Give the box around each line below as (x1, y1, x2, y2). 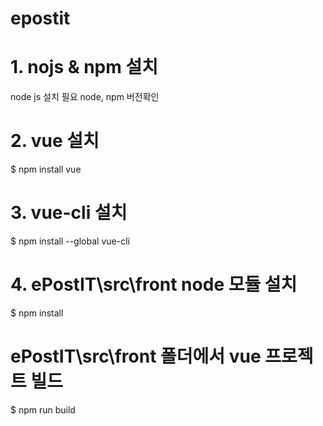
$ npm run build (10, 403, 76, 416)
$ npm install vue (10, 163, 82, 176)
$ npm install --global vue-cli (10, 235, 130, 247)
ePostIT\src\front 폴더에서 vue (10, 345, 262, 368)
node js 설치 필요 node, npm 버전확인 (10, 91, 160, 103)
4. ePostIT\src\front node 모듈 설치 (10, 273, 298, 296)
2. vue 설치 (10, 130, 100, 152)
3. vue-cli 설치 (10, 202, 128, 224)
